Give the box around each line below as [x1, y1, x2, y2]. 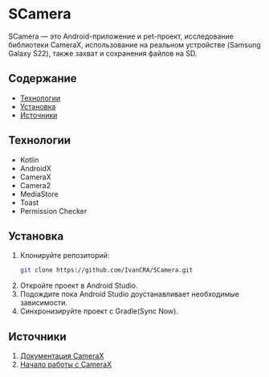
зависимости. [19, 298, 68, 308]
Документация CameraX [19, 351, 104, 361]
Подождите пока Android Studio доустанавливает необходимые [19, 289, 239, 299]
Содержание [8, 72, 78, 85]
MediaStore [19, 189, 59, 199]
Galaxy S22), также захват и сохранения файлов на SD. [8, 48, 198, 58]
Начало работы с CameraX [19, 359, 112, 370]
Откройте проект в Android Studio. [19, 281, 138, 290]
